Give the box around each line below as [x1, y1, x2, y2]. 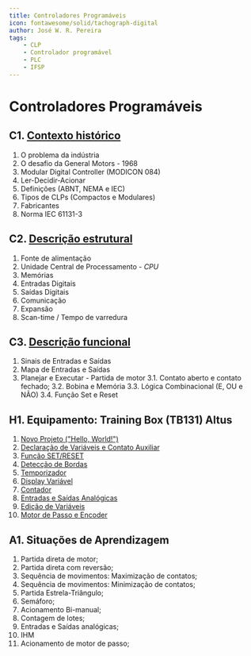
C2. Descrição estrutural [9, 232, 133, 246]
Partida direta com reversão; [20, 563, 114, 572]
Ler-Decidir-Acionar [20, 176, 86, 185]
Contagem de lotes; [20, 613, 86, 623]
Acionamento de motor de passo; [20, 639, 130, 648]
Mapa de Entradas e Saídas [20, 365, 110, 374]
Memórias [20, 270, 54, 280]
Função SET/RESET [20, 451, 85, 461]
